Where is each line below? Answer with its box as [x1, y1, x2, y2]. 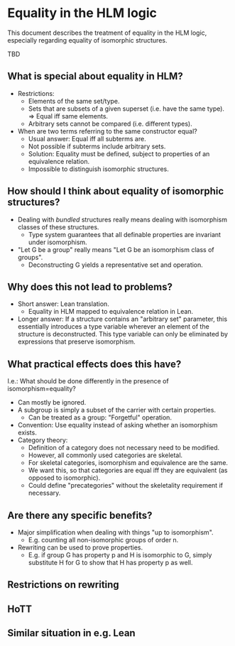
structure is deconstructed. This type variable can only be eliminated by [17, 330, 229, 339]
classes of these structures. [17, 222, 99, 231]
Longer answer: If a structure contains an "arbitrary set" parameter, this [17, 314, 228, 324]
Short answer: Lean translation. [17, 300, 110, 308]
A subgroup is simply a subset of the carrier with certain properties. [17, 406, 217, 415]
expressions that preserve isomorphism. [17, 337, 136, 346]
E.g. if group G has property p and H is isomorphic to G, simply [28, 551, 212, 559]
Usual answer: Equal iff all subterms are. [28, 134, 147, 143]
